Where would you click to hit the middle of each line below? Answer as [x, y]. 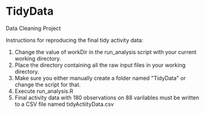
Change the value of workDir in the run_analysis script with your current [106, 52]
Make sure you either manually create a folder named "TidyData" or [100, 78]
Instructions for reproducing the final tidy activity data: [75, 40]
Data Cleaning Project [33, 28]
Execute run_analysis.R [44, 91]
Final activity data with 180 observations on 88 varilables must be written [107, 97]
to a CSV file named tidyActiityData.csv [64, 104]
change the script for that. [48, 85]
